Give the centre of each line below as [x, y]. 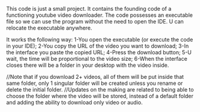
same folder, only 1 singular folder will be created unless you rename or [95, 83]
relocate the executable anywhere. [49, 28]
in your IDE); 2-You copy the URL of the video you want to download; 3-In [98, 46]
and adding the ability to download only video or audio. [74, 102]
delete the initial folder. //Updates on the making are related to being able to [100, 89]
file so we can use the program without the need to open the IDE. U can [95, 21]
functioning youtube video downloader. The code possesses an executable [99, 15]
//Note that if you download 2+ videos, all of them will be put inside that [95, 77]
